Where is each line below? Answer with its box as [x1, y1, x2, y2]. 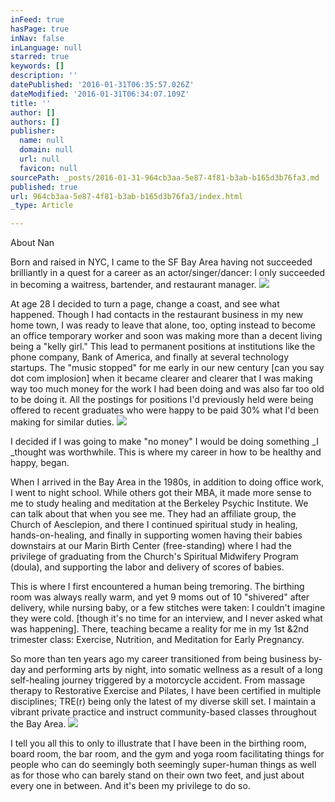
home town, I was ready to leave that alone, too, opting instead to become [10, 319, 316, 331]
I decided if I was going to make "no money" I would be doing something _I [10, 436, 319, 448]
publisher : [10, 126, 56, 136]
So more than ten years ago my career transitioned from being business [10, 653, 307, 665]
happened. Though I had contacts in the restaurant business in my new [10, 309, 304, 321]
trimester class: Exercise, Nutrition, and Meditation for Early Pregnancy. [10, 634, 305, 646]
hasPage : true [10, 24, 70, 34]
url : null [19, 154, 60, 164]
